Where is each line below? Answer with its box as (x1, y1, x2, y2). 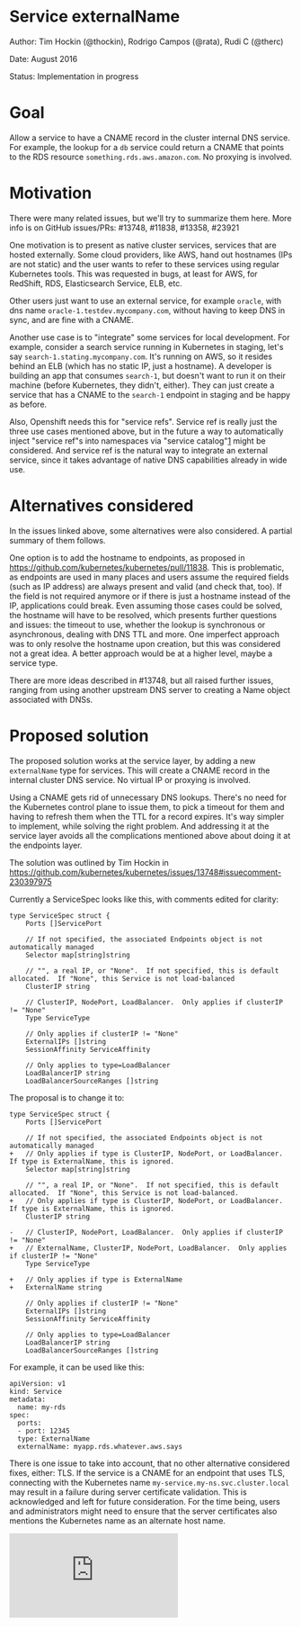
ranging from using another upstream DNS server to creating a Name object (9, 684, 290, 695)
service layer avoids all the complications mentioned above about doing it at (9, 830, 291, 840)
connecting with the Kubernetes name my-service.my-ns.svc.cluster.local (9, 1477, 290, 1488)
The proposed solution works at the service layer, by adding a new (9, 755, 256, 766)
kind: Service (9, 1387, 63, 1396)
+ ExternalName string (9, 1282, 102, 1292)
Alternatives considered (9, 496, 194, 516)
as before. (9, 399, 48, 409)
